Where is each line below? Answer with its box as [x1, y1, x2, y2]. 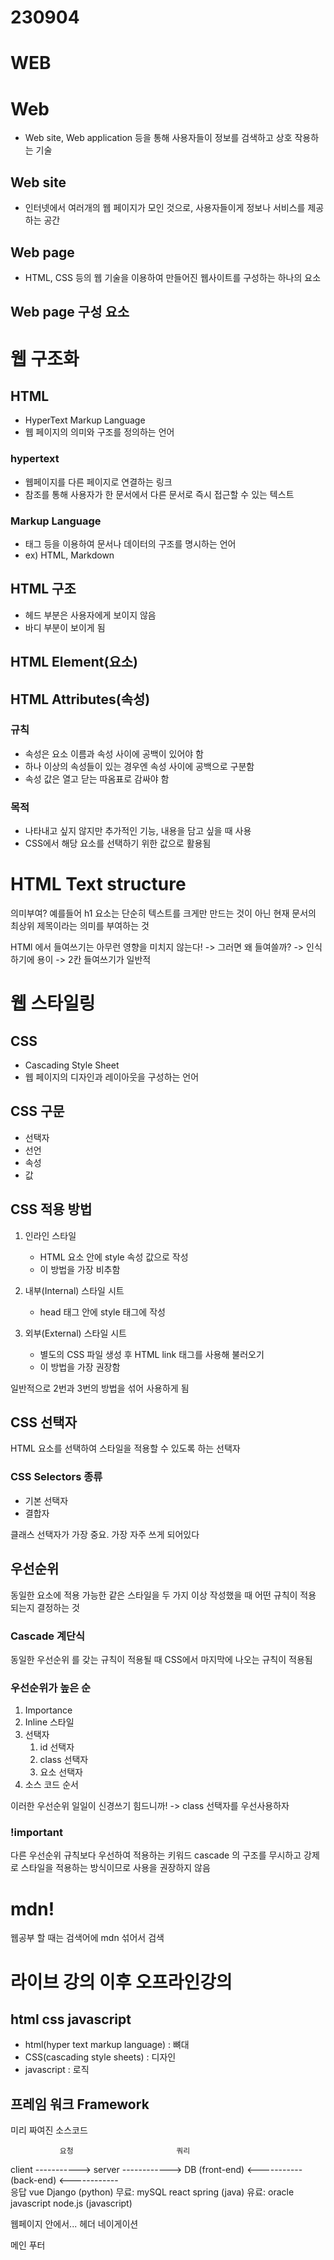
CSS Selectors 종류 [10, 1470, 103, 1484]
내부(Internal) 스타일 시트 [24, 1284, 125, 1296]
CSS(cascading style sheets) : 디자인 [24, 2051, 177, 2063]
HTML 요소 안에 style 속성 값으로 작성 [39, 1251, 189, 1263]
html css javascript [10, 2011, 132, 2028]
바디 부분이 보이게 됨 [24, 621, 106, 633]
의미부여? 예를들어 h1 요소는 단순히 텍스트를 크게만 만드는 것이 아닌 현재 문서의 [10, 907, 317, 920]
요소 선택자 [39, 1766, 83, 1778]
